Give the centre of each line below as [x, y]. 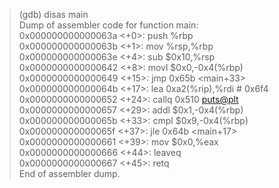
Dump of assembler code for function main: [108, 25]
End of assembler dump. [69, 173]
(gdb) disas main [53, 14]
